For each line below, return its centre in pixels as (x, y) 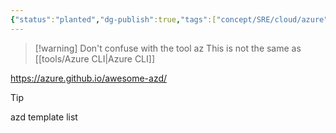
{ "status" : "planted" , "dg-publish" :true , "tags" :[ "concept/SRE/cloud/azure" (169, 19)
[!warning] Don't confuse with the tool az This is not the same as (168, 48)
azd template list (44, 117)
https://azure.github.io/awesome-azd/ (89, 78)
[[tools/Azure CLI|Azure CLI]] (95, 58)
